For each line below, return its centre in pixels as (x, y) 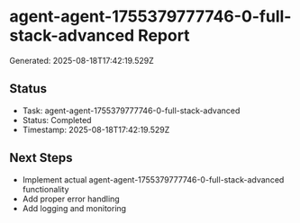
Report (164, 36)
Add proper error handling (71, 199)
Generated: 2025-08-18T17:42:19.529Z (82, 60)
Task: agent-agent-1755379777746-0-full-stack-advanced (131, 111)
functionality (45, 189)
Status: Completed (57, 120)
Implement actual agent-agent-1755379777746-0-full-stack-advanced (153, 179)
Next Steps (41, 158)
